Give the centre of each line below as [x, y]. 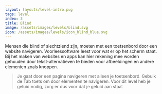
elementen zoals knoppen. [32, 67]
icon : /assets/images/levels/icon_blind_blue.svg [56, 32]
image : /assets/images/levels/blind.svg [47, 28]
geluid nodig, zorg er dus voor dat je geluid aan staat [70, 86]
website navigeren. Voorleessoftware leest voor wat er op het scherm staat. [81, 51]
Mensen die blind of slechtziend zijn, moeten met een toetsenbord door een [81, 46]
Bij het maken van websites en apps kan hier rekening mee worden [72, 56]
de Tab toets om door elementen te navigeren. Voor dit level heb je [84, 81]
